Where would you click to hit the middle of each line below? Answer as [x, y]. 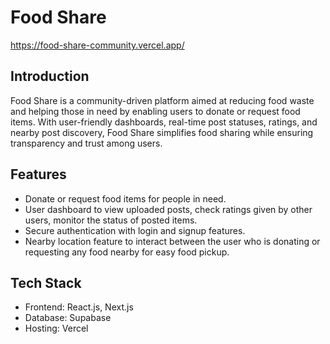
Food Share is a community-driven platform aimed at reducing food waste [162, 100]
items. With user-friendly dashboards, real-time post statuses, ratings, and [164, 122]
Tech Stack [46, 282]
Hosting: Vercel [56, 328]
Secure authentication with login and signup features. [135, 230]
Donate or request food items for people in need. [125, 198]
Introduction [50, 76]
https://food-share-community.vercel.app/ [97, 45]
